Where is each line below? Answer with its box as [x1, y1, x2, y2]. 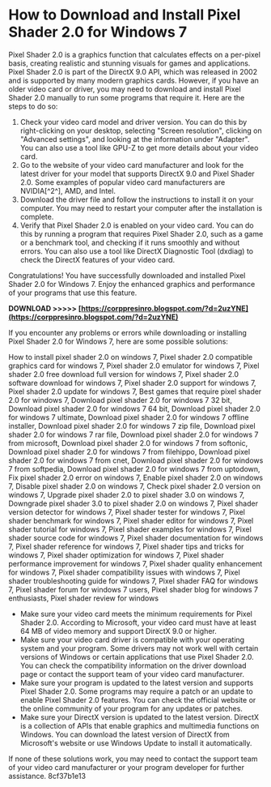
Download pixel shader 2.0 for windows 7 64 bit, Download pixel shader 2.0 [8, 404, 261, 413]
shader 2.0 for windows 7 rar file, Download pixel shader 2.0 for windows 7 [8, 430, 259, 439]
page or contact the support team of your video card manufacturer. [19, 669, 245, 678]
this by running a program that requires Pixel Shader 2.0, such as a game [19, 229, 264, 238]
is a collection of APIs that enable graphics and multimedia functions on [19, 721, 260, 730]
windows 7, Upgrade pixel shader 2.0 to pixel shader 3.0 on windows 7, [8, 490, 245, 499]
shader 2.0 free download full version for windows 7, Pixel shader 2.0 [8, 369, 239, 379]
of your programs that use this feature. [8, 288, 138, 297]
